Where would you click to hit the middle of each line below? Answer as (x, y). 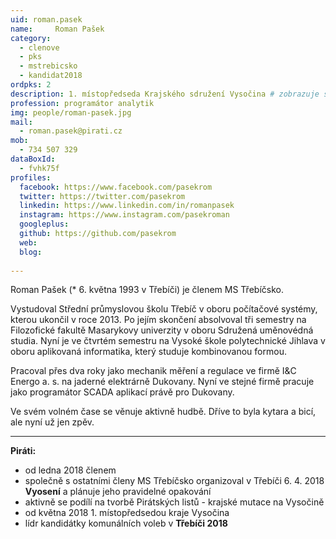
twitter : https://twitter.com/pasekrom (102, 196)
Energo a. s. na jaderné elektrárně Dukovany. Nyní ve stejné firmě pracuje (162, 382)
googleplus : (44, 224)
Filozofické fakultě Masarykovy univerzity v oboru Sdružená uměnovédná (162, 330)
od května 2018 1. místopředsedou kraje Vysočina (127, 513)
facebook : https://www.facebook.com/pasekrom (116, 187)
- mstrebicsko (48, 66)
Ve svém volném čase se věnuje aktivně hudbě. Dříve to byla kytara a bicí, (163, 412)
